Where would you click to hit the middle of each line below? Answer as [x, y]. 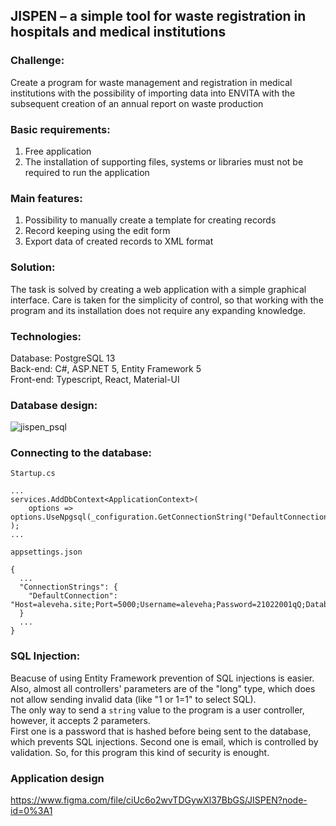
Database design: [54, 405]
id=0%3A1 [31, 811]
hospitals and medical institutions [118, 32]
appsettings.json [46, 552]
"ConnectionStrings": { [68, 587]
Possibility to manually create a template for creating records [150, 220]
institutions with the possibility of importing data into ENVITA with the [153, 93]
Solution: [33, 267]
